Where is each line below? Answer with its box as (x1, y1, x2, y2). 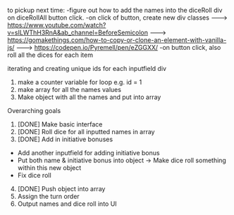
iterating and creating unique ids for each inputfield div (7, 65, 167, 72)
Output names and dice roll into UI (17, 200, 118, 208)
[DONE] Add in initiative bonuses (17, 135, 113, 143)
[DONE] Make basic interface (17, 120, 103, 129)
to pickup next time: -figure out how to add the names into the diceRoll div (7, 6, 223, 14)
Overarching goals (7, 107, 61, 115)
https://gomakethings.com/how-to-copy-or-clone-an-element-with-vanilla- (7, 36, 227, 44)
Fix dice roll (17, 171, 51, 179)
